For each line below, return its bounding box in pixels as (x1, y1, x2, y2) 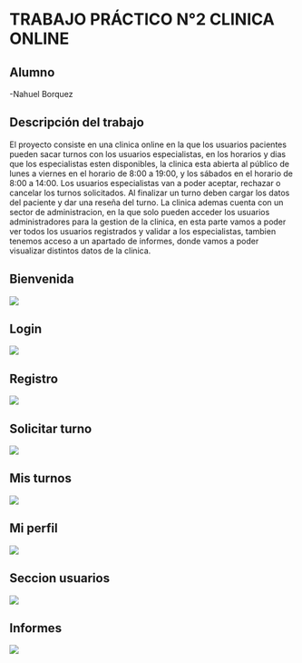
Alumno (9, 64, 55, 80)
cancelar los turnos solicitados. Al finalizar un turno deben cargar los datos (9, 187, 290, 198)
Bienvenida (9, 272, 74, 287)
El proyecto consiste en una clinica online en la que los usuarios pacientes (9, 139, 287, 150)
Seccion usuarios (9, 570, 111, 586)
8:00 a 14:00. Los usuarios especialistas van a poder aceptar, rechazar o (9, 177, 281, 188)
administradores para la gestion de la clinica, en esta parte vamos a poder (9, 216, 287, 227)
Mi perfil (9, 520, 58, 536)
